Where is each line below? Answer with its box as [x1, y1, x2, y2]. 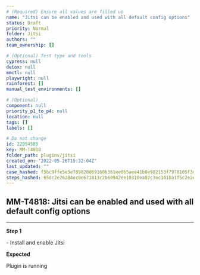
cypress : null [6, 58, 42, 65]
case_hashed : [6, 169, 39, 175]
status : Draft [6, 20, 42, 26]
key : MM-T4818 [6, 147, 42, 153]
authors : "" [6, 36, 36, 42]
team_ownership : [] [6, 42, 55, 48]
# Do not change [6, 136, 46, 142]
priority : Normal [6, 25, 49, 32]
